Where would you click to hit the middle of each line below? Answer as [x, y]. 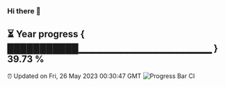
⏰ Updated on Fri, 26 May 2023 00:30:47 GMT [74, 76]
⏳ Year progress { [46, 34]
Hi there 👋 [24, 11]
